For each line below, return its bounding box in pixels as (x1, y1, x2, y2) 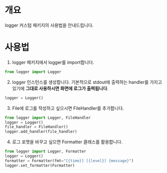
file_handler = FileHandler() (5, 124, 69, 130)
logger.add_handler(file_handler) (5, 129, 78, 134)
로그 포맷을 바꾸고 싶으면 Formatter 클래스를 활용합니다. (12, 139, 123, 145)
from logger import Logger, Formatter (5, 149, 86, 154)
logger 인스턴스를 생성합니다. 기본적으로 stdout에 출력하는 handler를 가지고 (12, 79, 162, 85)
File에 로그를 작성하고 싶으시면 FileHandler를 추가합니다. (12, 105, 124, 111)
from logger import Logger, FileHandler (5, 115, 91, 120)
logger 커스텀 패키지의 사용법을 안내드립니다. (5, 22, 94, 28)
